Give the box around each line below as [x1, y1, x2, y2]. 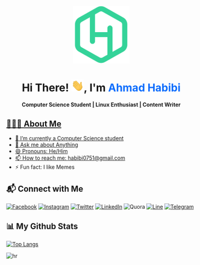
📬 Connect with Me [6, 184, 83, 194]
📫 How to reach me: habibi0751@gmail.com [14, 154, 125, 162]
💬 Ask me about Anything [14, 141, 78, 148]
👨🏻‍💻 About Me [6, 119, 61, 129]
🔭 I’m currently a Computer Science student [14, 135, 124, 142]
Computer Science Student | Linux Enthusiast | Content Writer [22, 101, 181, 108]
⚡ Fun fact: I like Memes [14, 163, 75, 171]
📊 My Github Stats [6, 221, 78, 232]
